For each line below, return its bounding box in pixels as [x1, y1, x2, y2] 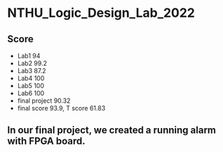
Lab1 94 [17, 51, 41, 60]
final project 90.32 [17, 96, 71, 105]
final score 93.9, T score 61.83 [17, 104, 106, 112]
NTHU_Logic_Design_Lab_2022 [7, 5, 195, 21]
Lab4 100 [17, 74, 45, 82]
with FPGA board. [7, 135, 86, 147]
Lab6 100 [17, 89, 45, 97]
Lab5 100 [17, 82, 44, 89]
